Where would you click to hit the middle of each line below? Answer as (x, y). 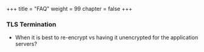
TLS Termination (31, 24)
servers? (26, 44)
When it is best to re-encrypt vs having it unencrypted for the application (107, 37)
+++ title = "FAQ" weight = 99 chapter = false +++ (69, 9)
